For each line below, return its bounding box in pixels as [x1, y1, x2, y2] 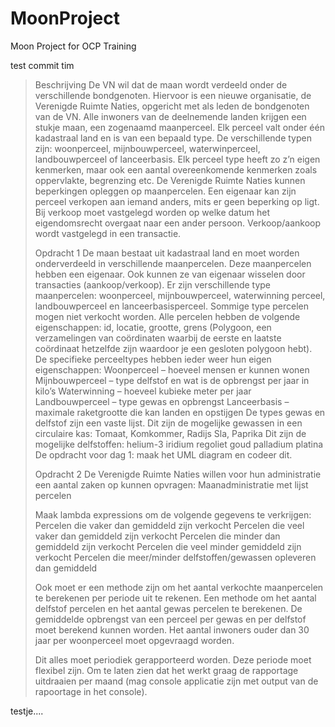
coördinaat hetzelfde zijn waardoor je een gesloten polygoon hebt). [34, 342, 313, 354]
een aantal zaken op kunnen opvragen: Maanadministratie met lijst [34, 478, 309, 491]
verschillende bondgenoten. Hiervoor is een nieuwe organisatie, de [34, 89, 312, 101]
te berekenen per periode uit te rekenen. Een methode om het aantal [34, 592, 317, 604]
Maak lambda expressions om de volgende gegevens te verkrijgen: [34, 508, 312, 521]
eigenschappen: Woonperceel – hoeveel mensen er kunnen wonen [34, 363, 310, 376]
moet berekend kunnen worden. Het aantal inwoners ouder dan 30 [34, 623, 310, 636]
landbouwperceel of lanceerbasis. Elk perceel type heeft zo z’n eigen [34, 153, 321, 165]
